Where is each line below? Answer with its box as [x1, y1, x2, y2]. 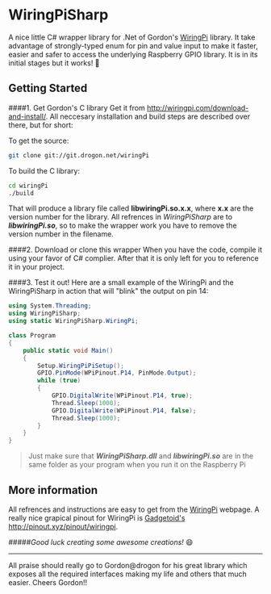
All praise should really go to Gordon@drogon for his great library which [8, 560, 248, 570]
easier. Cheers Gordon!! [8, 577, 88, 587]
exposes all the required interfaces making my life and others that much [8, 569, 248, 579]
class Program [8, 332, 56, 340]
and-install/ [8, 111, 46, 121]
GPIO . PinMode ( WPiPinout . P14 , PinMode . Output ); [37, 369, 197, 377]
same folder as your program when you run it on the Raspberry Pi [27, 460, 246, 470]
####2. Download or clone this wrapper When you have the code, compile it [8, 245, 263, 255]
